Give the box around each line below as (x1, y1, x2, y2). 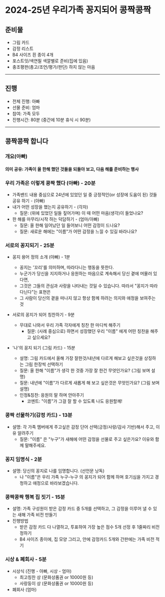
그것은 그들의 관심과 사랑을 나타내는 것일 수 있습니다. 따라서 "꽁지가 (19, 283, 149, 289)
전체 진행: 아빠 (12, 98, 40, 104)
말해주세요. (25, 442, 46, 448)
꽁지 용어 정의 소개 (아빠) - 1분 (12, 254, 70, 260)
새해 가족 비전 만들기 (17, 512, 57, 518)
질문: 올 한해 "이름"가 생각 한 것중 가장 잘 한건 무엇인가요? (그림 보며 (19, 368, 150, 374)
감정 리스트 (12, 46, 34, 52)
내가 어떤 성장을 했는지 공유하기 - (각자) (12, 204, 88, 210)
